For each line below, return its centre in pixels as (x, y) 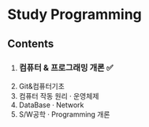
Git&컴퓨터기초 (41, 86)
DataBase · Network (51, 105)
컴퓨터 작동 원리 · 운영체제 (59, 95)
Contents (31, 44)
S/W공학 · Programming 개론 (64, 114)
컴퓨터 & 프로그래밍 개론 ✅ (66, 67)
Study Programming (75, 15)
